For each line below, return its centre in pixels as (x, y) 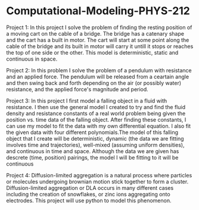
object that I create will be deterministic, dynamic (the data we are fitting (95, 138)
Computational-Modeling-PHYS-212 (98, 11)
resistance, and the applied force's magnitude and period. (77, 89)
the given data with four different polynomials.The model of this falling (92, 132)
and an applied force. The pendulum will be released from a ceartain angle (98, 77)
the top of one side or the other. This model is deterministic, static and (92, 52)
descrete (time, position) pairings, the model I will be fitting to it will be (92, 157)
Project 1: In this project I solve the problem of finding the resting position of (99, 27)
